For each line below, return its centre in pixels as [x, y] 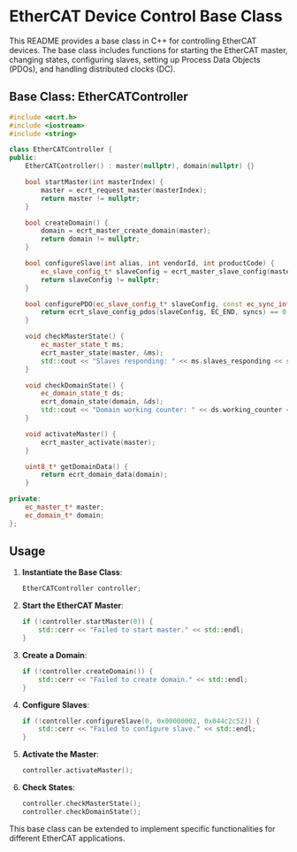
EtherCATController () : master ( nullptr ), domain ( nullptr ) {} [140, 166]
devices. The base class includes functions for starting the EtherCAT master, [148, 50]
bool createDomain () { [67, 223]
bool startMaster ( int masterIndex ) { [95, 182]
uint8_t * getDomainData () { [76, 466]
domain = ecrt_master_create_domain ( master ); [126, 231]
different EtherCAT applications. [67, 838]
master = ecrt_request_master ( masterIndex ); [124, 190]
